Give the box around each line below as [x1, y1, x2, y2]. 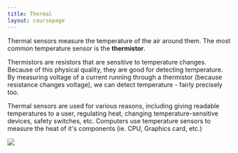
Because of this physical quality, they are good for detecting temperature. [7, 65, 224, 74]
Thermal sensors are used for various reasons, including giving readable [7, 101, 220, 110]
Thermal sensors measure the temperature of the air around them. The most [7, 36, 231, 45]
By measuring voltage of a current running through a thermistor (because [7, 72, 222, 81]
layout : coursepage [7, 17, 65, 24]
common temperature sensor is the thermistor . [7, 44, 146, 52]
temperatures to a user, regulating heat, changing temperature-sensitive [7, 109, 219, 118]
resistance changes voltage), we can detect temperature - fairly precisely [7, 80, 222, 89]
